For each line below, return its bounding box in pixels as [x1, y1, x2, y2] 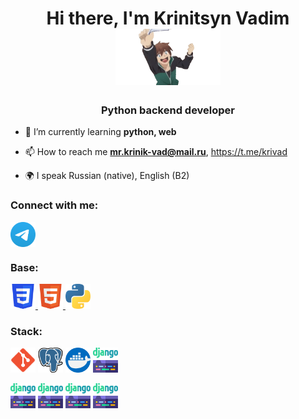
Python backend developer [100, 103, 236, 117]
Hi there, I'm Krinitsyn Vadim [46, 7, 290, 30]
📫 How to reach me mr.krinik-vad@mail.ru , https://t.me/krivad [24, 146, 288, 158]
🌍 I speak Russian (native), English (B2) [24, 170, 190, 182]
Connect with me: [10, 198, 99, 212]
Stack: [10, 325, 43, 338]
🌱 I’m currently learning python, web [24, 126, 177, 138]
